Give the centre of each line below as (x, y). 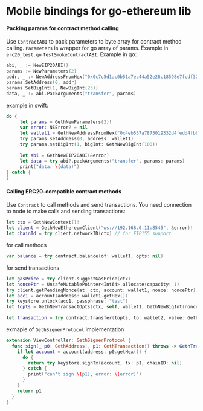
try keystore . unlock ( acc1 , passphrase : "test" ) (67, 301)
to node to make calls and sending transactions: (66, 211)
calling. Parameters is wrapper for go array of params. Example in (87, 48)
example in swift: (27, 105)
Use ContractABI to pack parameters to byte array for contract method (94, 42)
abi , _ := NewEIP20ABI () (37, 66)
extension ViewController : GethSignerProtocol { (69, 341)
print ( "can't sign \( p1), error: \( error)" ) (85, 374)
